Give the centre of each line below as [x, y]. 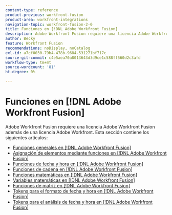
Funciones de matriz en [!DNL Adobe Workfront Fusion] [71, 185]
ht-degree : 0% [20, 72]
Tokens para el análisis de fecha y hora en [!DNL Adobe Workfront [82, 202]
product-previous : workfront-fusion [44, 15]
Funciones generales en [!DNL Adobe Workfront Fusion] [72, 147]
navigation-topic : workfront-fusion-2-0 [49, 24]
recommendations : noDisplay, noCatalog [48, 48]
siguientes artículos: [27, 137]
